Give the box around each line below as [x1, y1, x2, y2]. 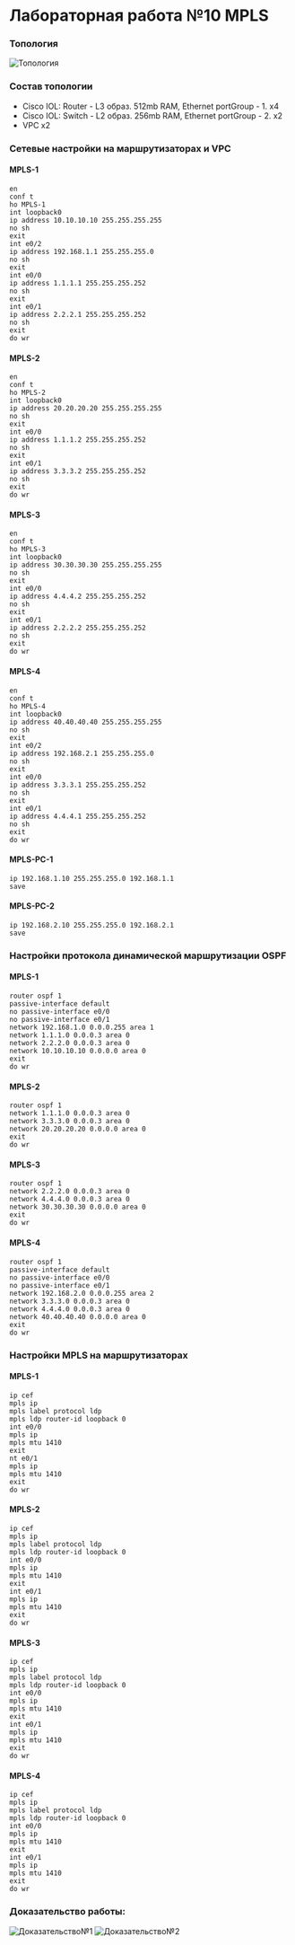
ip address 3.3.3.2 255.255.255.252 [9, 467, 146, 476]
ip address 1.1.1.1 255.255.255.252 [9, 278, 146, 287]
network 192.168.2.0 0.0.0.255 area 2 [9, 1289, 154, 1298]
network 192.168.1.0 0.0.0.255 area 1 [9, 1023, 154, 1033]
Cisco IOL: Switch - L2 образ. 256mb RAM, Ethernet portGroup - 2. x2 [22, 110, 283, 121]
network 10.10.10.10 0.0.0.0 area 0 [9, 1047, 146, 1056]
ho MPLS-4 [9, 701, 47, 710]
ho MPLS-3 [9, 545, 47, 554]
